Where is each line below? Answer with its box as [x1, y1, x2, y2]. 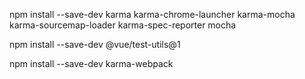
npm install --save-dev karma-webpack [9, 58, 174, 69]
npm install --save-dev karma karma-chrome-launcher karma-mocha [9, 9, 296, 20]
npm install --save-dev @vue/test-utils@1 [9, 39, 181, 50]
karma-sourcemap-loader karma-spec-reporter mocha [9, 19, 237, 31]
